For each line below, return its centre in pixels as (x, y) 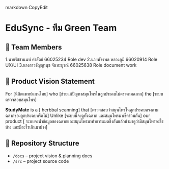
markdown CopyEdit (27, 7)
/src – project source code (41, 161)
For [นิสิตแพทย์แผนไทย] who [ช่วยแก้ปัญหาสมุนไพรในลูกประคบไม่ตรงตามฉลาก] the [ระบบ (84, 93)
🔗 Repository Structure (42, 143)
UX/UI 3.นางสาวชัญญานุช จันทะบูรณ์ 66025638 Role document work (71, 65)
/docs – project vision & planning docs (52, 156)
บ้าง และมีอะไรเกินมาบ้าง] (26, 127)
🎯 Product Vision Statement (50, 81)
